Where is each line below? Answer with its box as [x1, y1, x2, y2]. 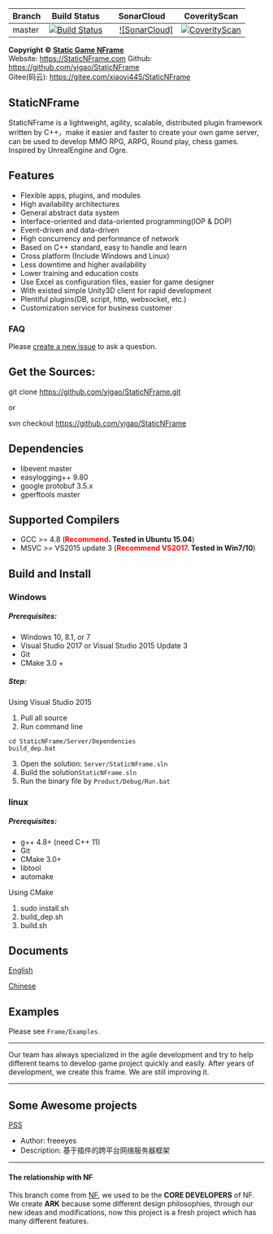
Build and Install [8, 567, 92, 580]
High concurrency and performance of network [19, 234, 180, 243]
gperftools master [19, 489, 80, 499]
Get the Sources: [8, 365, 96, 379]
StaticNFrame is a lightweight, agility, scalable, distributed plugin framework [8, 117, 263, 127]
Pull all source [19, 712, 67, 723]
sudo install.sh [19, 903, 69, 912]
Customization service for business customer [19, 303, 173, 313]
